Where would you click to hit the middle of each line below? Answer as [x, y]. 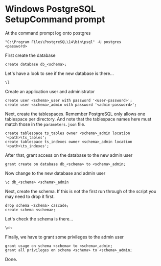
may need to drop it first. [30, 196]
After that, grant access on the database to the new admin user [69, 155]
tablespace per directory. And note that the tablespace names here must [78, 119]
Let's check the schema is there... [39, 218]
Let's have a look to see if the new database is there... [59, 73]
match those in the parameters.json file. [45, 124]
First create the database [30, 55]
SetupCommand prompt [55, 19]
